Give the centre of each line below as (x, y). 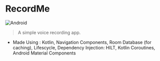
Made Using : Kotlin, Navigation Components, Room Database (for (82, 42)
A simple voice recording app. (49, 32)
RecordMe (28, 9)
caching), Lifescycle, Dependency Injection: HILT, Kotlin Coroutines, (84, 47)
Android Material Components (44, 53)
